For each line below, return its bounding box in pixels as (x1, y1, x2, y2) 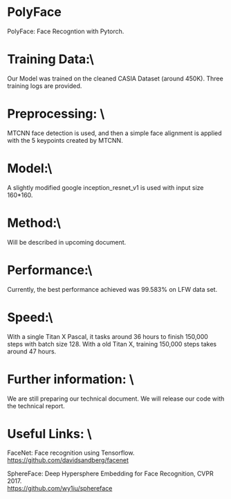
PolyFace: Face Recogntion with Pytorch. (7, 27, 124, 35)
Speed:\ (7, 309, 53, 325)
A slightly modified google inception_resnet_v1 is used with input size (7, 183, 204, 191)
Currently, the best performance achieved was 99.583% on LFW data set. (7, 285, 218, 293)
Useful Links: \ (7, 426, 92, 441)
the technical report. (7, 401, 66, 410)
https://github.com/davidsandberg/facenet (7, 456, 129, 464)
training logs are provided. (7, 81, 82, 90)
